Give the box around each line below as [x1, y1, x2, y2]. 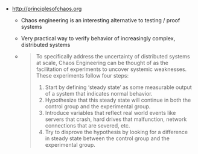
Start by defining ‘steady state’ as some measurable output [45, 84, 192, 91]
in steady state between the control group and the [45, 135, 170, 142]
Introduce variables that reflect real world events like [45, 109, 176, 116]
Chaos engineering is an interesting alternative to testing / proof [21, 17, 180, 23]
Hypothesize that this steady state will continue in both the [45, 96, 191, 103]
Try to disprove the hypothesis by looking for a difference [45, 129, 188, 135]
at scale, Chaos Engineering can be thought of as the [36, 60, 169, 66]
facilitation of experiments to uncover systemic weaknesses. [36, 66, 187, 73]
